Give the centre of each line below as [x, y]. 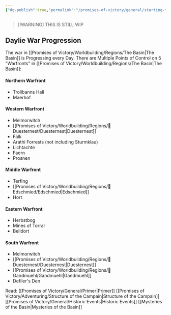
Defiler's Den [26, 281]
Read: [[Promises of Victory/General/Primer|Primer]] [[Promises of [75, 291]
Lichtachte [24, 147]
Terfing [20, 181]
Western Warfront [25, 109]
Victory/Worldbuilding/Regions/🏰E [77, 187]
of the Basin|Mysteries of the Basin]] [44, 307]
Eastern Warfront [24, 209]
